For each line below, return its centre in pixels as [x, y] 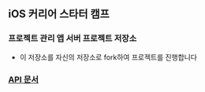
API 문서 [24, 79]
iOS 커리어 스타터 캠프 [59, 14]
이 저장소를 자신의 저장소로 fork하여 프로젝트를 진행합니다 [108, 57]
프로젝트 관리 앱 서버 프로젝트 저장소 [73, 39]
